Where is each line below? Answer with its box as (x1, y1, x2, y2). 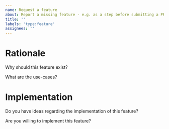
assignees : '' (5, 26, 35, 31)
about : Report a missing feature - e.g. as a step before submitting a (5, 12, 158, 17)
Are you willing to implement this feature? (5, 118, 92, 123)
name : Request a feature (5, 7, 57, 13)
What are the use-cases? (5, 74, 57, 80)
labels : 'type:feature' (5, 21, 55, 27)
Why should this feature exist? (5, 64, 68, 70)
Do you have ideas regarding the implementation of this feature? (5, 108, 138, 114)
